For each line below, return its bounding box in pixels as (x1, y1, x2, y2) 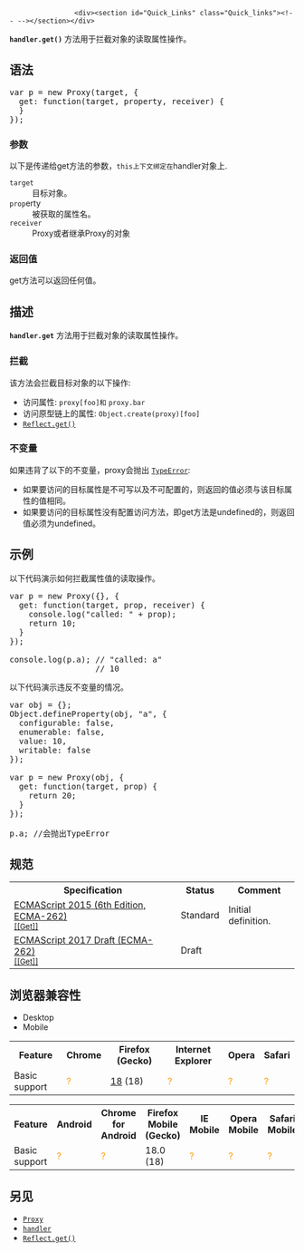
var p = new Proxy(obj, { (9, 772, 125, 782)
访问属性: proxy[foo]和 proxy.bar (22, 396, 146, 407)
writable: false (18, 744, 91, 755)
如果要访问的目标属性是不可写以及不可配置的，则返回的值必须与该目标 (22, 483, 285, 494)
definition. (228, 915, 271, 927)
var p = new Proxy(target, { (9, 87, 138, 97)
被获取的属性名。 (32, 209, 96, 219)
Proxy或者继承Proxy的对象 (32, 228, 131, 239)
